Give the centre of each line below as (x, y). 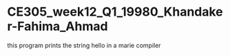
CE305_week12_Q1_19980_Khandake (115, 12)
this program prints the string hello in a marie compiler (84, 45)
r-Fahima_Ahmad (57, 26)
